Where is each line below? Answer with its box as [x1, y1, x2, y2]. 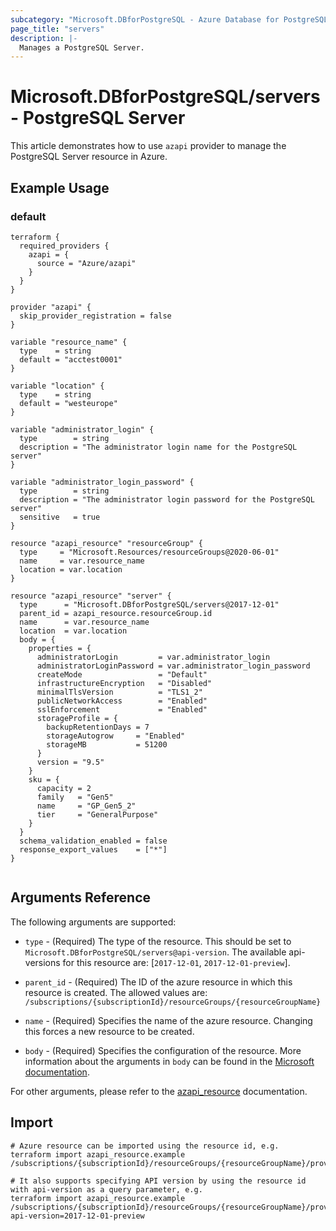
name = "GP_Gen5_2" [36, 801, 137, 811]
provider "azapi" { [10, 302, 92, 312]
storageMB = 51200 [46, 739, 168, 750]
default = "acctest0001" [19, 354, 123, 365]
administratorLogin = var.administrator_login [36, 652, 271, 662]
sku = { [28, 774, 60, 785]
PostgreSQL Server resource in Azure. [10, 151, 168, 163]
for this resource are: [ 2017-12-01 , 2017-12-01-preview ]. [62, 956, 291, 968]
